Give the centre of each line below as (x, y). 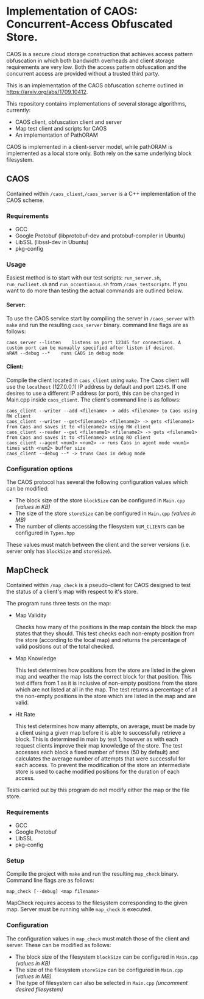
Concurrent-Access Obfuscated (90, 24)
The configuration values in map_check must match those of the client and (98, 939)
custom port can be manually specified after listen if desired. (91, 348)
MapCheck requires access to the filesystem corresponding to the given (97, 903)
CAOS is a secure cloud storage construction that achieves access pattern (100, 54)
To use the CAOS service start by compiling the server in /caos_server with (100, 318)
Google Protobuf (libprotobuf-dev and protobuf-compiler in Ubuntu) (100, 236)
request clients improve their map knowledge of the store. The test (99, 745)
